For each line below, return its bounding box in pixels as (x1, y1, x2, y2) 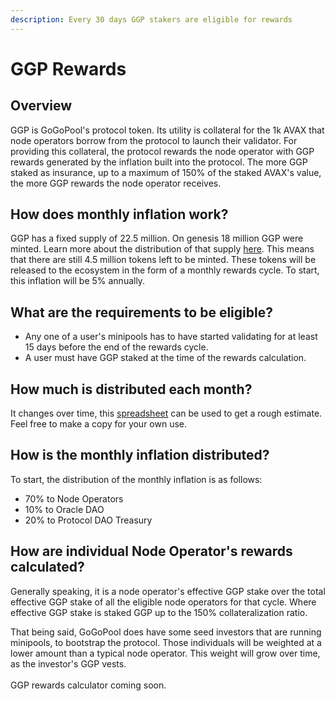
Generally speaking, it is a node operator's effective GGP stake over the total (10, 585, 326, 597)
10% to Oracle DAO (24, 503, 105, 515)
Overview (10, 97, 73, 115)
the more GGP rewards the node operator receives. (10, 177, 222, 189)
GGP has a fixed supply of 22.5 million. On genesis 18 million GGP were (10, 232, 304, 245)
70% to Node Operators (24, 492, 124, 505)
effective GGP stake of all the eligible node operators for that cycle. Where (10, 596, 317, 608)
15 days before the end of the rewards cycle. (24, 341, 209, 353)
